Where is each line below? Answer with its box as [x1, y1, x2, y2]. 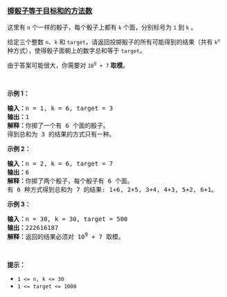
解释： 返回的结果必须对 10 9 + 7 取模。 [7, 231, 125, 240]
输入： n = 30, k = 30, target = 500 [7, 215, 128, 223]
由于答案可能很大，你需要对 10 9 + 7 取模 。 [7, 61, 129, 70]
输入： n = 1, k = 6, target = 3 [7, 105, 113, 112]
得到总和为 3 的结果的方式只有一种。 [7, 130, 116, 138]
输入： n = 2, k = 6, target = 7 [7, 160, 113, 168]
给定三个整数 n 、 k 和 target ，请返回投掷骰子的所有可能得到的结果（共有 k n [7, 38, 221, 46]
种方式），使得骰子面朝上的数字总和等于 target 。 [7, 46, 146, 55]
